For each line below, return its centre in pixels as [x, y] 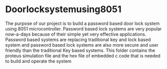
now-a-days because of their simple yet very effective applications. [76, 34]
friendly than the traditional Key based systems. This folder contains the [80, 50]
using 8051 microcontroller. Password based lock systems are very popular [83, 28]
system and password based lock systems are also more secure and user [82, 45]
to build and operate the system [38, 61]
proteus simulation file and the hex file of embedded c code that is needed [83, 56]
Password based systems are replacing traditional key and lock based [78, 40]
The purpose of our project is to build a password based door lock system [82, 23]
